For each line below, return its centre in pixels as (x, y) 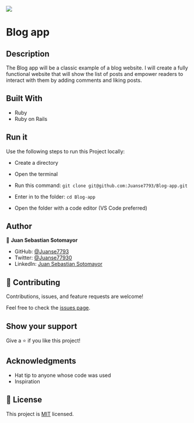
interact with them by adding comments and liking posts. (74, 80)
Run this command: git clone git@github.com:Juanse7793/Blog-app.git (101, 185)
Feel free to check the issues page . (48, 308)
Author (19, 226)
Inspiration (27, 381)
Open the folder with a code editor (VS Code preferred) (81, 208)
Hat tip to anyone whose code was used (63, 375)
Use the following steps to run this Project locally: (66, 151)
